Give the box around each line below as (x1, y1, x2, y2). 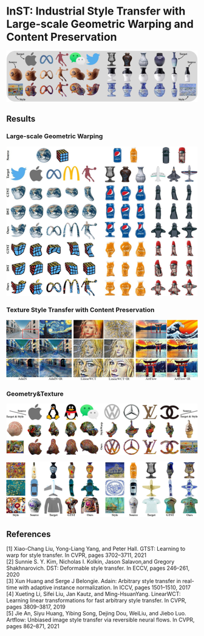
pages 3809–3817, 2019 (6, 603, 66, 610)
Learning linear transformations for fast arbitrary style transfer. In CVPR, (6, 597, 187, 604)
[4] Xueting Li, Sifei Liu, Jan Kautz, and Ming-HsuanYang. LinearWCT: (6, 590, 181, 598)
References (6, 529, 51, 539)
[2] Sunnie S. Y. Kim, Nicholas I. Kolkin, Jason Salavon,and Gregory (6, 558, 175, 565)
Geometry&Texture (6, 389, 64, 398)
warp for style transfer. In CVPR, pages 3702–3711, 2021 (6, 551, 147, 559)
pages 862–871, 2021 (6, 623, 59, 630)
